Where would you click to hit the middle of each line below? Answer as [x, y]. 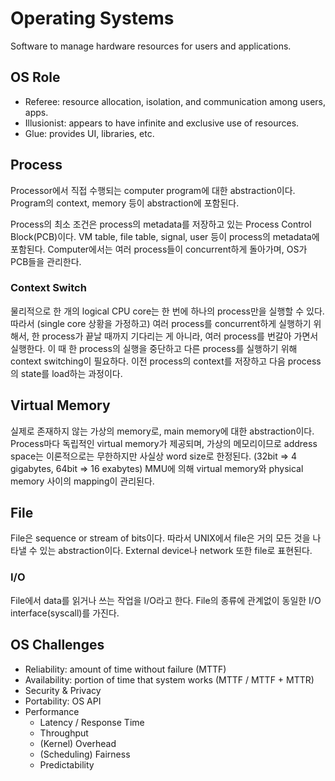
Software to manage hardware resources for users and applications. [151, 46]
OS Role [35, 77]
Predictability [67, 764]
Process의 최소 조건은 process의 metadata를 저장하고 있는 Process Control [161, 224]
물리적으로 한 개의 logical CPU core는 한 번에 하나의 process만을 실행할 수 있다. [167, 311]
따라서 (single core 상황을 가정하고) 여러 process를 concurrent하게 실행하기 [161, 323]
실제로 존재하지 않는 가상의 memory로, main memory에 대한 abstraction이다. [162, 431]
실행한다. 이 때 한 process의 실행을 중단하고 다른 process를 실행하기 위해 [154, 348]
